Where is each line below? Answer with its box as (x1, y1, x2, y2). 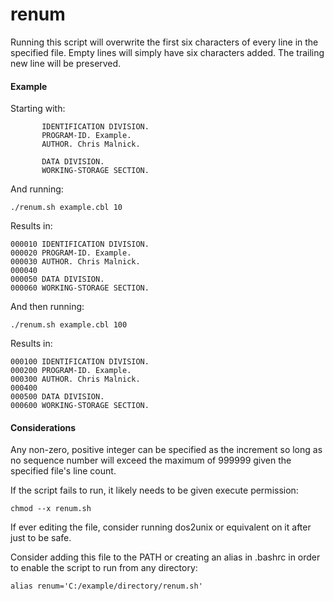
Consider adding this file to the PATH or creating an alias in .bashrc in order (10, 551, 321, 563)
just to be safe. (10, 532, 72, 544)
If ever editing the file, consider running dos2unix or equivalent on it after (10, 521, 312, 533)
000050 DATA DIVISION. (10, 274, 105, 285)
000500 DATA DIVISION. (10, 392, 105, 402)
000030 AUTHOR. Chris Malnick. (10, 257, 141, 267)
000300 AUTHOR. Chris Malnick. (10, 374, 141, 385)
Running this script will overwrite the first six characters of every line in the (10, 36, 319, 48)
